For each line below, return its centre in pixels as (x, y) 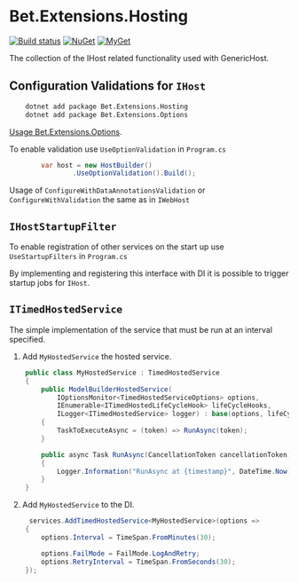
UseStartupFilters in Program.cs (68, 256)
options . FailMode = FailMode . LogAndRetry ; (121, 553)
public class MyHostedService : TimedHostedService (122, 373)
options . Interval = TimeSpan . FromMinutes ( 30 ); (129, 537)
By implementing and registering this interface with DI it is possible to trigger (149, 273)
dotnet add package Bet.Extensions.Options (107, 114)
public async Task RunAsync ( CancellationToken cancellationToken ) (166, 454)
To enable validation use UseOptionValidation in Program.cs (118, 149)
